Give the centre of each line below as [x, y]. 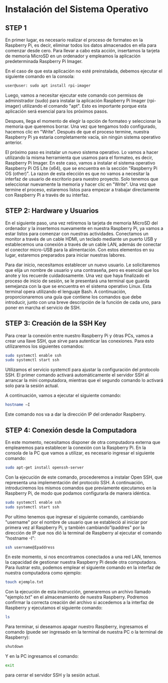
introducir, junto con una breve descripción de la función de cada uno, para [83, 302]
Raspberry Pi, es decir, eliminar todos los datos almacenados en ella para [81, 45]
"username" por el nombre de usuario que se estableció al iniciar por [76, 522]
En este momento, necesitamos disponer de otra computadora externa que [83, 442]
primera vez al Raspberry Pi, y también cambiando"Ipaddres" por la [75, 527]
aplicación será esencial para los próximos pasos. [57, 111]
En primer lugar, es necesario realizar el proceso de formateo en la [74, 40]
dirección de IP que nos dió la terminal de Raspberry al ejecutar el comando [83, 533]
